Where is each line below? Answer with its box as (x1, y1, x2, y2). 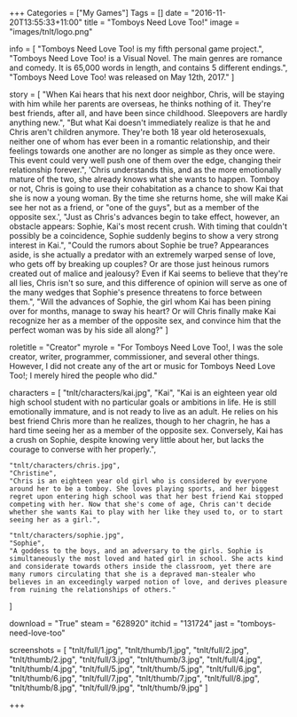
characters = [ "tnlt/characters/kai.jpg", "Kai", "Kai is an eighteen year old (9, 388, 277, 398)
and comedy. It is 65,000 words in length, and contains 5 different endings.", (9, 62, 288, 73)
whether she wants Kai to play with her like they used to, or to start (9, 508, 284, 516)
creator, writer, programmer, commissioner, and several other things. (9, 351, 260, 362)
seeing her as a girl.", (9, 516, 101, 524)
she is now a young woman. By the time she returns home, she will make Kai (9, 193, 288, 203)
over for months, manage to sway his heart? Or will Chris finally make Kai (9, 306, 277, 316)
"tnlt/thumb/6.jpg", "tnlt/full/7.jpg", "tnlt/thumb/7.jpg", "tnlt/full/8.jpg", (9, 674, 260, 683)
